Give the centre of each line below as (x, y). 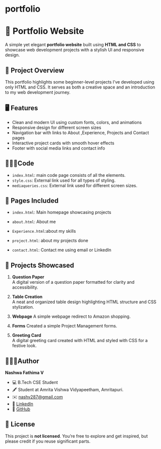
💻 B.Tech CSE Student (35, 382)
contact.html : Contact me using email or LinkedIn (62, 250)
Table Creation (27, 297)
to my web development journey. (38, 92)
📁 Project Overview (35, 70)
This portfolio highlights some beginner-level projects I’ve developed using (80, 82)
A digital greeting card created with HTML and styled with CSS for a (80, 341)
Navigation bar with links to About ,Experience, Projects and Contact (80, 133)
